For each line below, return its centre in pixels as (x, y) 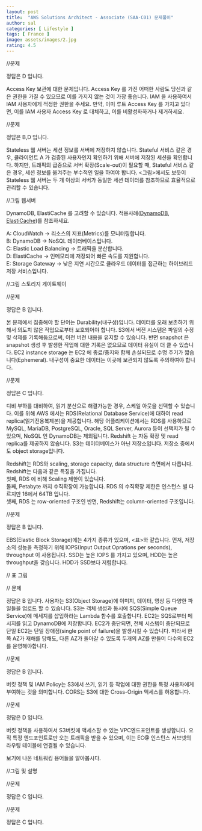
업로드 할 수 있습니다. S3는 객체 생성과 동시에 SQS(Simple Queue (99, 608)
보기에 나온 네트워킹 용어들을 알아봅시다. (54, 758)
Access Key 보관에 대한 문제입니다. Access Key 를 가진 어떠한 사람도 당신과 (96, 89)
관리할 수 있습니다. (28, 187)
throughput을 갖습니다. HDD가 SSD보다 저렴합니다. (67, 562)
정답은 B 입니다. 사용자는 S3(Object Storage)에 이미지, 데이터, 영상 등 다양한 (96, 600)
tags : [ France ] (28, 34)
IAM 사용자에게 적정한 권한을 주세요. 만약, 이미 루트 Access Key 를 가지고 (93, 104)
